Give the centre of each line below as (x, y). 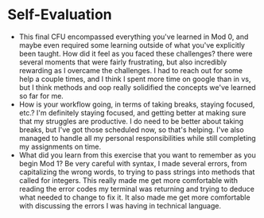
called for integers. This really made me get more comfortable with (128, 180)
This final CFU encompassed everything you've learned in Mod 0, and (134, 37)
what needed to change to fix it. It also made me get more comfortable (135, 197)
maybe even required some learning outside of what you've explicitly (132, 45)
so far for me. (41, 95)
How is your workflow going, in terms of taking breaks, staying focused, (137, 104)
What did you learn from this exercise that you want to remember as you (137, 155)
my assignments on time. (60, 146)
